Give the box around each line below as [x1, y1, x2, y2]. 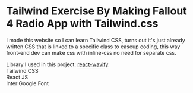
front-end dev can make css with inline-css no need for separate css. [6, 49, 176, 56]
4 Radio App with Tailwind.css [6, 17, 159, 30]
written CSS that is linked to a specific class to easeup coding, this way [6, 43, 181, 50]
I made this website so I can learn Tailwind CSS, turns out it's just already [6, 36, 185, 44]
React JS [6, 73, 29, 80]
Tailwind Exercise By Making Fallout [6, 4, 187, 18]
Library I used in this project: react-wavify [6, 61, 109, 68]
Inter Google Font [6, 79, 49, 87]
